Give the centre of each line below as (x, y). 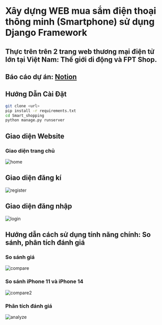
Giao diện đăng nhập (39, 206)
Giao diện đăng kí (33, 178)
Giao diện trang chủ (30, 151)
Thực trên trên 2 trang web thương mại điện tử (80, 51)
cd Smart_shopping (25, 115)
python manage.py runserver (35, 120)
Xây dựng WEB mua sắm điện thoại (81, 11)
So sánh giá (20, 257)
